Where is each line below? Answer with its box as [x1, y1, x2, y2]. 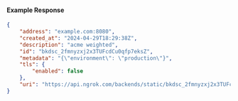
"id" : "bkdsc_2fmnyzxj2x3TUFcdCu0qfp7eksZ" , [19, 48, 153, 55]
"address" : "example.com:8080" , [19, 28, 115, 36]
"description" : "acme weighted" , [19, 41, 119, 48]
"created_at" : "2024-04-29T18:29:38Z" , [19, 34, 138, 42]
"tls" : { [19, 61, 45, 68]
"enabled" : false [32, 68, 83, 75]
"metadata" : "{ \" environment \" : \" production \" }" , [19, 54, 173, 62]
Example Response [6, 6, 65, 14]
